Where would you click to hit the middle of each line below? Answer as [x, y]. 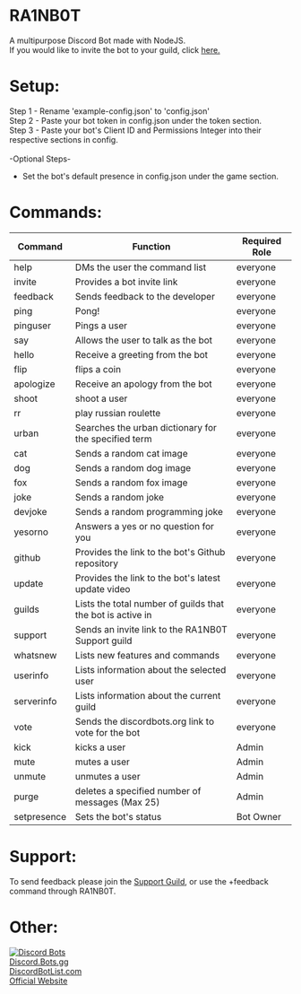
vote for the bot [107, 732]
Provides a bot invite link [126, 282]
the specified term [113, 439]
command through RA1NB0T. [63, 891]
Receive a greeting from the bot [142, 354]
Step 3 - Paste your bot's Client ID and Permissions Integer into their [135, 130]
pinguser [33, 326]
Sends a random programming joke [149, 511]
